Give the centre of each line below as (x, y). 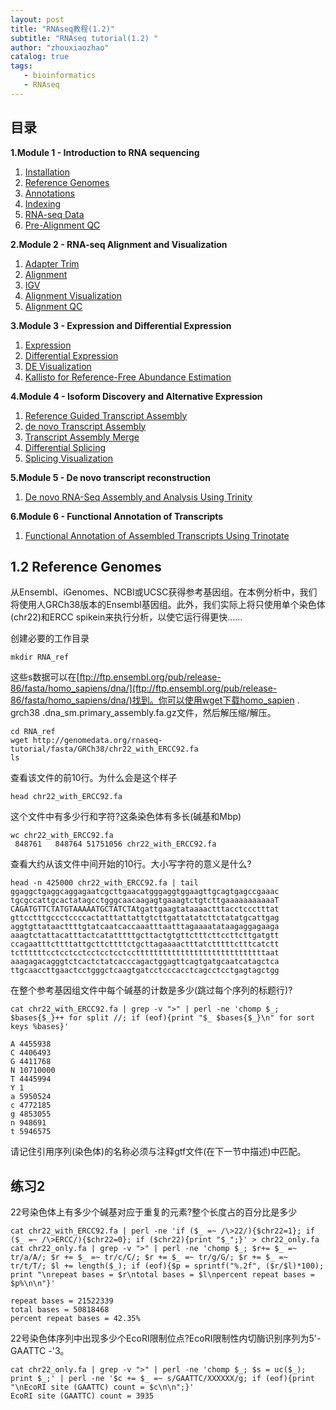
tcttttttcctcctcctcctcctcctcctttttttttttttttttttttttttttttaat (145, 953)
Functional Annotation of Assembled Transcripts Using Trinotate (157, 535)
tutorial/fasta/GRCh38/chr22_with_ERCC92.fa (104, 749)
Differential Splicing (65, 447)
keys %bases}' (40, 1027)
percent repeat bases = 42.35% (75, 1319)
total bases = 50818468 (60, 1310)
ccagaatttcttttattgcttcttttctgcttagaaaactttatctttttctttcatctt (145, 944)
